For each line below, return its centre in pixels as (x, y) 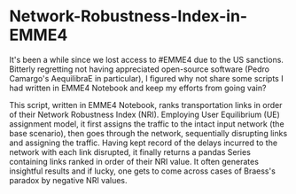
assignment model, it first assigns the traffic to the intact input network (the (147, 124)
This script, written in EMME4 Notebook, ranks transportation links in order (146, 105)
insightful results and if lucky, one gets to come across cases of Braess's (143, 171)
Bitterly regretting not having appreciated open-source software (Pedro (140, 69)
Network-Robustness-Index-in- (129, 16)
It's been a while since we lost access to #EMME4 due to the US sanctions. (146, 59)
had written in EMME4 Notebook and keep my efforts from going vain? (138, 88)
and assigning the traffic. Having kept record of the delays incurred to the (143, 143)
